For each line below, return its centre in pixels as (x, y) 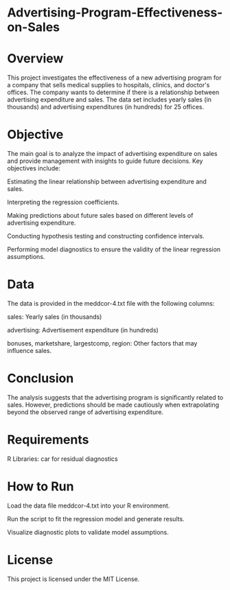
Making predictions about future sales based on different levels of (100, 216)
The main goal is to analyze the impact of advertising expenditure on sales (112, 154)
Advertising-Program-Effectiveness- (115, 13)
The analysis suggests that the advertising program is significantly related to (115, 397)
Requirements (48, 440)
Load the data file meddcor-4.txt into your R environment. (89, 506)
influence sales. (30, 351)
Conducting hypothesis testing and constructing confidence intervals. (106, 236)
